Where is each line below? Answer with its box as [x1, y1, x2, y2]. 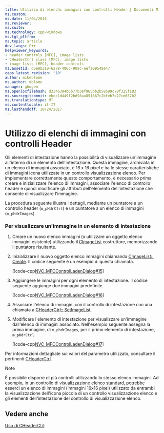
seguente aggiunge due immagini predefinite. [12, 283, 104, 289]
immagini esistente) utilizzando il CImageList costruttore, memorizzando [12, 239, 158, 245]
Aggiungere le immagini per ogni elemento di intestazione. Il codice [12, 277, 148, 283]
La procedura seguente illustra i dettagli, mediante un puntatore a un [5, 200, 143, 206]
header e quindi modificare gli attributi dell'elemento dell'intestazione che [5, 185, 153, 191]
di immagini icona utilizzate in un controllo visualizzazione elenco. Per [5, 170, 145, 176]
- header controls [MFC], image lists [5, 52, 84, 58]
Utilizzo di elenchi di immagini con [5, 128, 146, 139]
